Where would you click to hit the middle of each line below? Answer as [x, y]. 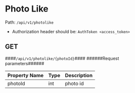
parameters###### [25, 63]
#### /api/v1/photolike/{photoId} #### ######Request [62, 58]
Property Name [25, 75]
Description [79, 75]
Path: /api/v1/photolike [29, 22]
